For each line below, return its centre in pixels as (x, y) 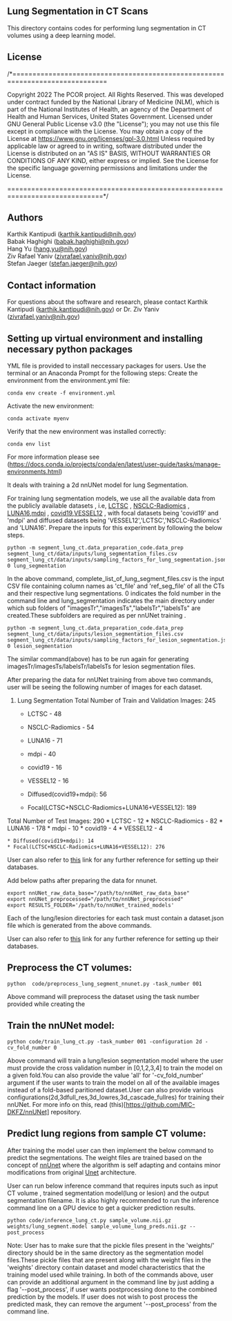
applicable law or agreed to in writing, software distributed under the (105, 146)
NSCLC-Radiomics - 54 (61, 728)
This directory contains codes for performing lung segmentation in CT (107, 28)
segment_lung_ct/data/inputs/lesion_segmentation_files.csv (96, 634)
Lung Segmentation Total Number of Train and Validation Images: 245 (116, 701)
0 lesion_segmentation (40, 646)
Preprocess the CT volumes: (70, 968)
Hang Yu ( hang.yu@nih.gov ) (47, 249)
